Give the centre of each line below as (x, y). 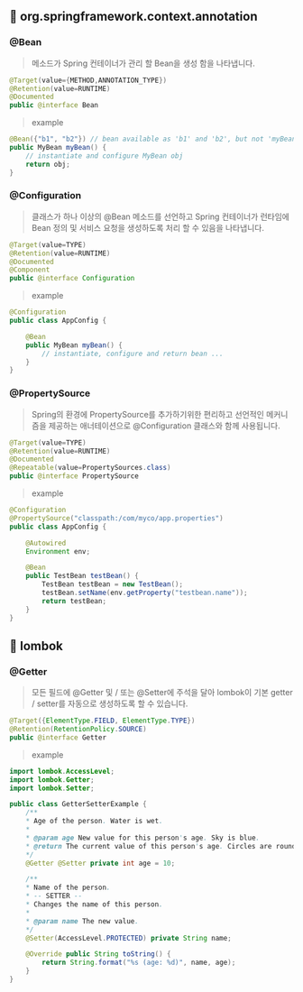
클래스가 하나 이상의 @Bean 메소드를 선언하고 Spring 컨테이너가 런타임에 (161, 216)
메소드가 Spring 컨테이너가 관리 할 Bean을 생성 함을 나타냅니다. (143, 63)
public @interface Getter (58, 737)
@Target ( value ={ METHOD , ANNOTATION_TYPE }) (88, 80)
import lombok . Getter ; (52, 780)
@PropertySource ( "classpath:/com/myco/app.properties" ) (116, 518)
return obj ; (48, 164)
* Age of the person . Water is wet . (95, 822)
